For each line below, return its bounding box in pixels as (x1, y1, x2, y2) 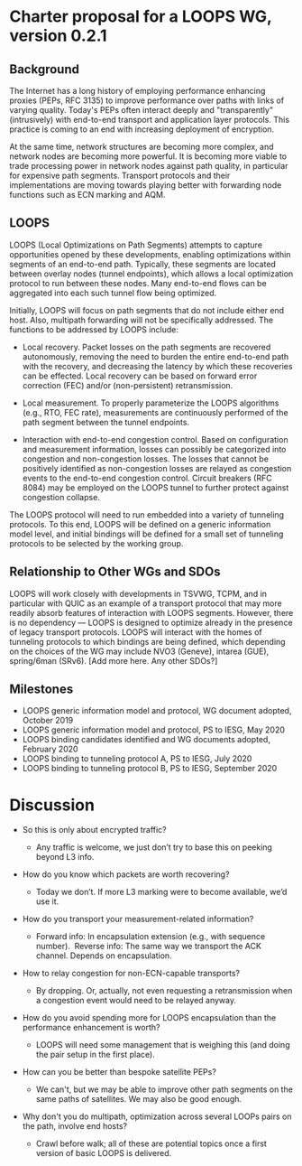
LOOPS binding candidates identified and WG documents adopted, (22, 734, 270, 745)
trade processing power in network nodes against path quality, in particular (9, 161, 288, 171)
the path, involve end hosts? (22, 1121, 128, 1132)
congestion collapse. (22, 491, 101, 502)
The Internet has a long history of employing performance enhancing (9, 86, 266, 96)
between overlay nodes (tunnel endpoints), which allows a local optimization (9, 268, 294, 279)
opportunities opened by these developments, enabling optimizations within (9, 248, 291, 259)
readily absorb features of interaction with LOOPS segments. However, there (9, 607, 294, 618)
